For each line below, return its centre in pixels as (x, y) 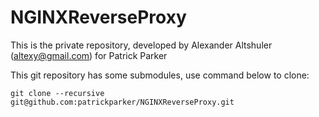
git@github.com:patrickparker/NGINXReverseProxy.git (122, 102)
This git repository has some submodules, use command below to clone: (160, 75)
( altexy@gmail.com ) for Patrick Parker (89, 55)
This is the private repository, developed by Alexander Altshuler (141, 45)
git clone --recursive (57, 93)
